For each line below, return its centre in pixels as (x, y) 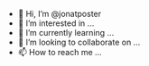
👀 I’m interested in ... (56, 23)
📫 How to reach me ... (60, 52)
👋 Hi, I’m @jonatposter (60, 14)
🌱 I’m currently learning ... (66, 33)
